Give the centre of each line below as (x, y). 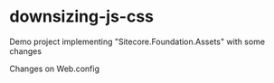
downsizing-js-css (81, 17)
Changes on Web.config (54, 69)
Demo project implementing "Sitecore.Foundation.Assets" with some (137, 41)
